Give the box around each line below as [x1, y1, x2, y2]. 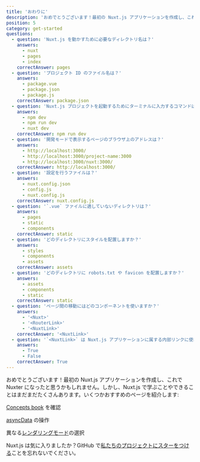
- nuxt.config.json [21, 181, 70, 187]
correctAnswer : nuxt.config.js [17, 198, 95, 204]
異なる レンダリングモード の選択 [6, 429, 85, 436]
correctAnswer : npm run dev [17, 131, 86, 137]
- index [21, 59, 42, 65]
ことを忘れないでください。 [11, 449, 79, 456]
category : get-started [6, 25, 62, 32]
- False [21, 353, 42, 359]
